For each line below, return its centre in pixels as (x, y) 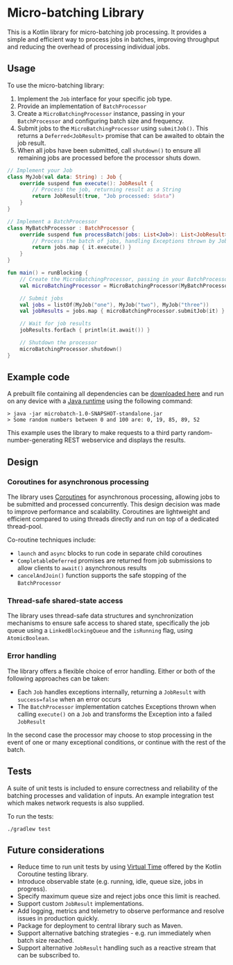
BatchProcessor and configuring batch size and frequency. (101, 121)
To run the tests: (31, 816)
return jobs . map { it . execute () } (82, 248)
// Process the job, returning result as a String (107, 190)
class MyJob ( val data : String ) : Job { (65, 177)
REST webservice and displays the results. (125, 440)
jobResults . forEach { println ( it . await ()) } (85, 330)
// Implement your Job (40, 170)
